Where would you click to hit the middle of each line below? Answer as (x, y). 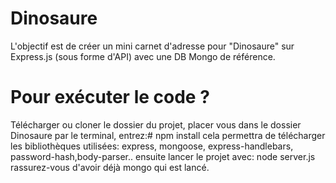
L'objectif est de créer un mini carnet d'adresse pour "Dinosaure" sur (152, 46)
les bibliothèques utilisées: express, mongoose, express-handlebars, (152, 146)
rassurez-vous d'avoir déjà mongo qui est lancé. (110, 167)
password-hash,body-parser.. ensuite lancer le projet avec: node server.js (163, 156)
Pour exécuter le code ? (110, 97)
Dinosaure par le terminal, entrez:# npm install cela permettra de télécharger (168, 135)
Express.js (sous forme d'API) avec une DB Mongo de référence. (143, 56)
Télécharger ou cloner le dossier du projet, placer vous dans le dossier (156, 124)
